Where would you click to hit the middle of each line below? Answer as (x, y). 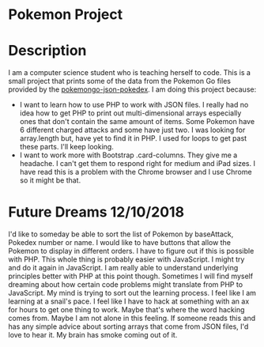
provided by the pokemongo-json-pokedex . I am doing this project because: (132, 89)
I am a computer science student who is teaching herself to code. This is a (130, 73)
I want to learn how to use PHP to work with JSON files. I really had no (134, 105)
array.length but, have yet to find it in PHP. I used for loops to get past (133, 138)
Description (47, 51)
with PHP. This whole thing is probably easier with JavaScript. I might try (126, 259)
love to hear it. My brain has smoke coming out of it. (93, 335)
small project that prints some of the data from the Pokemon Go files (120, 81)
